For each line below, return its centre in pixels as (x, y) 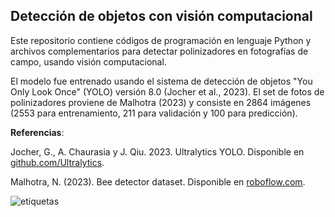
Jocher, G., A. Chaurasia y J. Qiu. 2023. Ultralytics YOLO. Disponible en (157, 151)
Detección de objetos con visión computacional (161, 16)
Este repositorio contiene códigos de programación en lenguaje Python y (161, 40)
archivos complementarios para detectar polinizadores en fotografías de (159, 51)
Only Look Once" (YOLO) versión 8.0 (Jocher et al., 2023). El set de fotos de (167, 91)
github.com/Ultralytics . (57, 162)
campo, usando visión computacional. (88, 61)
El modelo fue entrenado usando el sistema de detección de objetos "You (161, 81)
